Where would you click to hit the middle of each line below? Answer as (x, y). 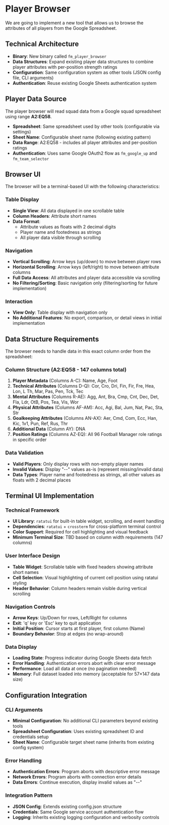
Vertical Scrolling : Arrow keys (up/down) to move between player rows (87, 261)
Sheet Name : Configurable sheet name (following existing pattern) (82, 137)
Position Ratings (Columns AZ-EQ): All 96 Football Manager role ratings (87, 434)
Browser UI (23, 174)
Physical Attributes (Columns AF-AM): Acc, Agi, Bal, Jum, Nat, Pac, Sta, (88, 408)
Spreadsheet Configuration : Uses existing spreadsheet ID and (78, 731)
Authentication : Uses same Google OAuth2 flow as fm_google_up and (85, 153)
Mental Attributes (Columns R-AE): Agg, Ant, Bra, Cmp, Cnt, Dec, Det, (86, 397)
